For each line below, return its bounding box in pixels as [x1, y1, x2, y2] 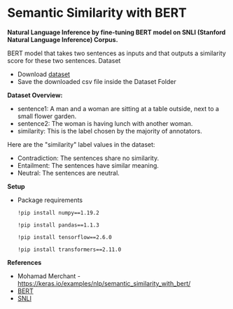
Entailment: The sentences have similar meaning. [17, 161, 160, 169]
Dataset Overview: [7, 91, 63, 99]
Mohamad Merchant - [17, 271, 80, 280]
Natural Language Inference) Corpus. [7, 35, 118, 43]
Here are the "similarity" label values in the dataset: [7, 140, 155, 148]
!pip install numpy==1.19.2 [17, 209, 99, 216]
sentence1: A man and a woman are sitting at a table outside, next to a [17, 104, 219, 113]
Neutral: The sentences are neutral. [17, 168, 120, 177]
